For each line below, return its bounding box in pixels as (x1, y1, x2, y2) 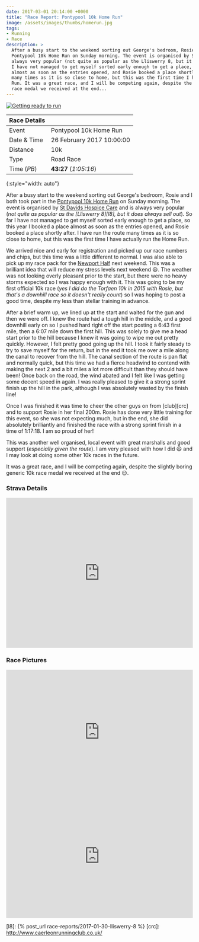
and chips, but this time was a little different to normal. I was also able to (6, 253, 182, 260)
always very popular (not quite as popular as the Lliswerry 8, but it (11, 58, 192, 64)
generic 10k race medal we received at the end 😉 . (6, 469, 129, 476)
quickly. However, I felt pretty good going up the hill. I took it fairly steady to (6, 340, 191, 347)
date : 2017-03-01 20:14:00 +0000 (6, 8, 89, 15)
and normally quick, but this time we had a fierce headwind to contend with (6, 359, 190, 366)
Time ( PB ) (9, 164, 37, 173)
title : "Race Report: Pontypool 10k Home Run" (6, 14, 123, 20)
